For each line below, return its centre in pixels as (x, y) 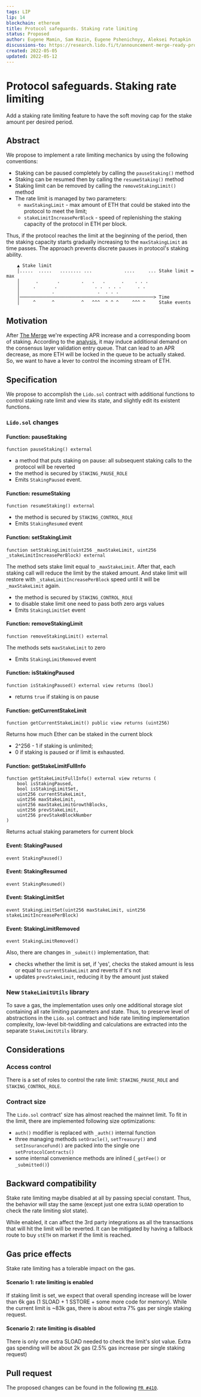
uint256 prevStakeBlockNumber (55, 815)
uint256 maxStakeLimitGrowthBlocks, (63, 805)
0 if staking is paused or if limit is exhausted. (70, 752)
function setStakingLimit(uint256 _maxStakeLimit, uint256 (81, 550)
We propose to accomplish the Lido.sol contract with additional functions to (100, 394)
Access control (29, 1066)
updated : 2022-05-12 (32, 56)
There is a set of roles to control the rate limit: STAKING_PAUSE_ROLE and (92, 1080)
